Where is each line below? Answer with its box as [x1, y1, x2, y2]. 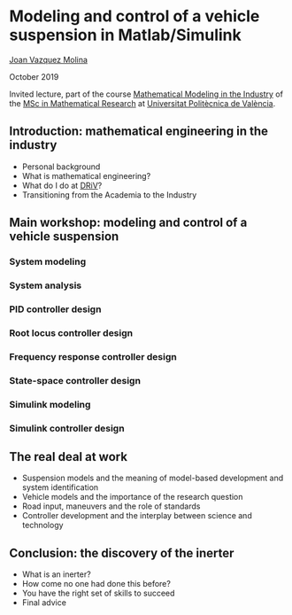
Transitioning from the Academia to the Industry [21, 189, 197, 200]
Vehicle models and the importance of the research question [21, 492, 243, 502]
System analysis [9, 279, 82, 292]
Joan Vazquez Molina [9, 54, 88, 65]
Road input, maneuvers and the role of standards [21, 501, 201, 511]
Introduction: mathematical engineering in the [9, 124, 268, 139]
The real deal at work [9, 449, 128, 464]
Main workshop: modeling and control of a [9, 215, 248, 230]
